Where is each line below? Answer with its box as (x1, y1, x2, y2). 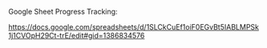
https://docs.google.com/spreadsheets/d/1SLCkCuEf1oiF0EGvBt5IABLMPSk (8, 22, 259, 31)
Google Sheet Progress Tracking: (8, 7, 118, 16)
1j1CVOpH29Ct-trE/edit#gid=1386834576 (8, 31, 145, 40)
